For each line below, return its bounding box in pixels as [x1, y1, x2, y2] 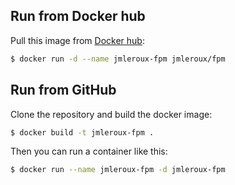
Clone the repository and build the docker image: [10, 108, 213, 120]
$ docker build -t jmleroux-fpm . [10, 127, 155, 138]
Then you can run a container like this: [10, 145, 168, 158]
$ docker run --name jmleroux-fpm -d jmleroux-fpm [10, 165, 226, 175]
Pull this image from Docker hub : [10, 34, 145, 46]
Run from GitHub [10, 82, 117, 99]
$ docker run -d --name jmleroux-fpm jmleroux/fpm [10, 54, 226, 64]
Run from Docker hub [10, 8, 146, 25]
